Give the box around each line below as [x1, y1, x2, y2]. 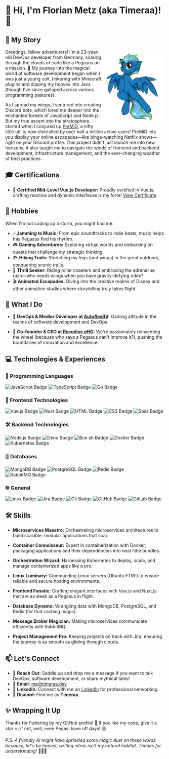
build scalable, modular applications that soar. [12, 533, 109, 539]
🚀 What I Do [5, 300, 43, 309]
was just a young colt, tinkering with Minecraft [5, 76, 102, 82]
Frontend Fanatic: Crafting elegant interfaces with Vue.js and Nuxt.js [12, 588, 157, 594]
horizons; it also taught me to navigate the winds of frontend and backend [5, 145, 159, 151]
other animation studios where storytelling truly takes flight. [12, 286, 137, 292]
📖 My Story [5, 35, 41, 44]
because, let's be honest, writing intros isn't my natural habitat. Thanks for [5, 742, 161, 748]
